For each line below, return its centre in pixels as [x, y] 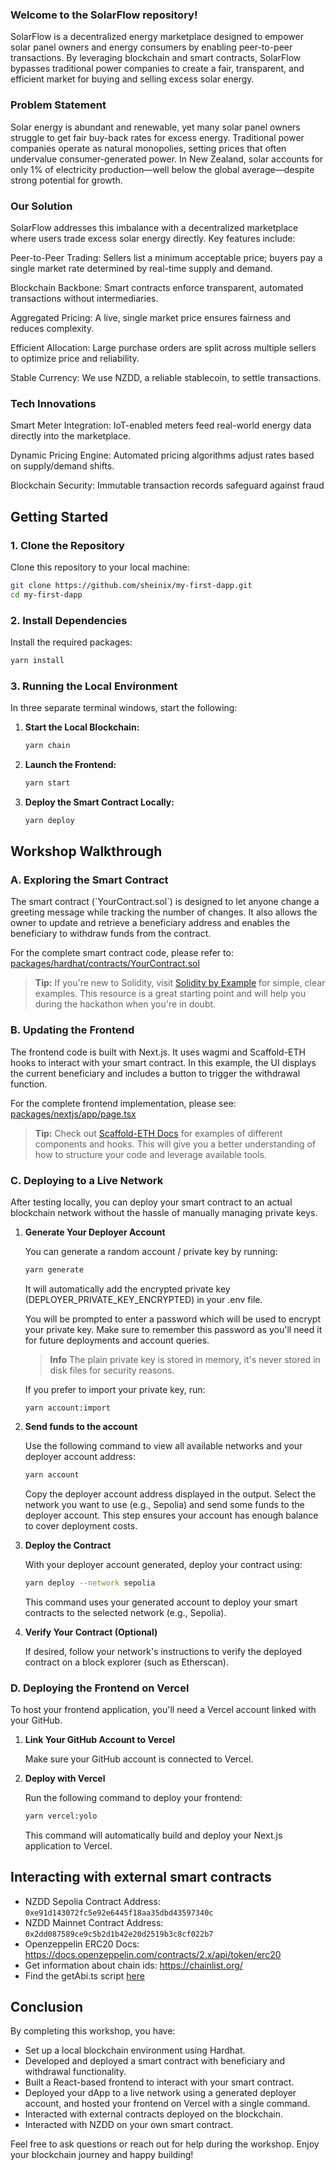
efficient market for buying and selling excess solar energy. [132, 79]
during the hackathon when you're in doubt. [125, 1004]
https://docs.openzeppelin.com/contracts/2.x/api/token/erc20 [153, 1954]
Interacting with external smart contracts [141, 1877]
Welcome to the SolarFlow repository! [104, 15]
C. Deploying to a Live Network [87, 1180]
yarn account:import [67, 1408]
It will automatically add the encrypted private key [127, 1289]
